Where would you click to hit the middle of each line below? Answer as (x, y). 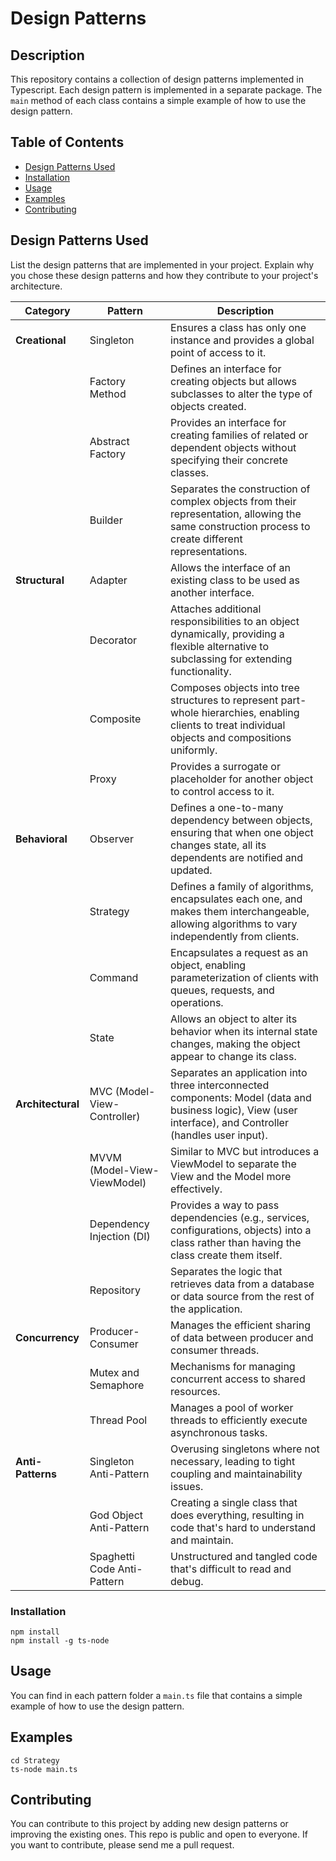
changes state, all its (218, 845)
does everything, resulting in (237, 1515)
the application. (206, 1309)
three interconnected (220, 1085)
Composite (115, 719)
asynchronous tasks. (219, 1432)
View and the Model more (231, 1176)
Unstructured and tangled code (244, 1556)
